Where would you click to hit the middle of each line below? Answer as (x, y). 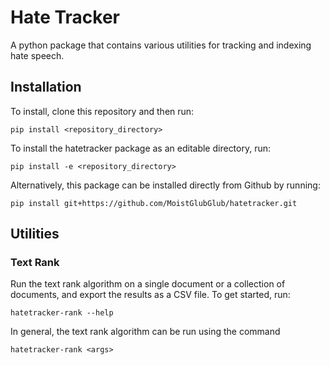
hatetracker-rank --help (62, 313)
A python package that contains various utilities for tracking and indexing (161, 45)
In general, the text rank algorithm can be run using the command (145, 332)
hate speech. (37, 55)
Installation (46, 87)
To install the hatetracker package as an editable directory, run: (141, 148)
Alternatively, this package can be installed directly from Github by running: (165, 185)
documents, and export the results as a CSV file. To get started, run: (150, 295)
